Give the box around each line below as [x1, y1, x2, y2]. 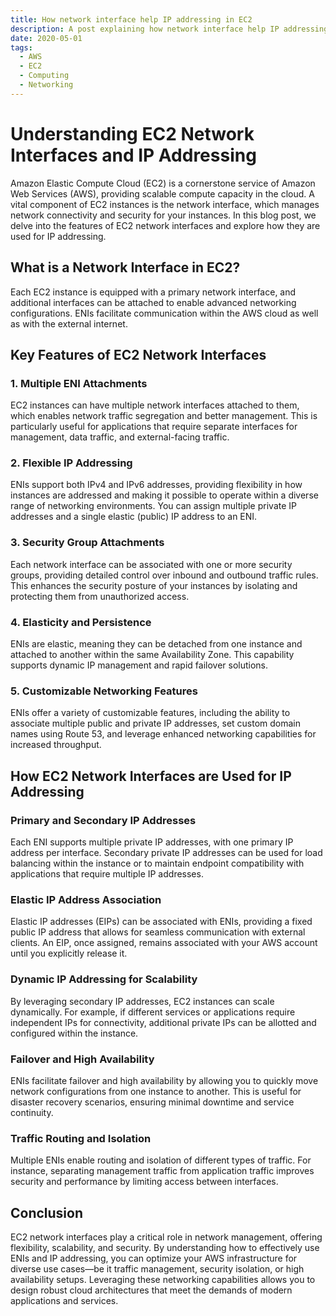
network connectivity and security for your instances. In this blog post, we [10, 209, 317, 221]
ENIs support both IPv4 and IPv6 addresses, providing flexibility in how [10, 479, 303, 491]
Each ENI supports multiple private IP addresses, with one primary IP [10, 836, 294, 848]
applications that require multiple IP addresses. [10, 868, 204, 880]
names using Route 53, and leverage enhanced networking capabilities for [10, 728, 317, 740]
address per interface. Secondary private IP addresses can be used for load [10, 847, 323, 859]
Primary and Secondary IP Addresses [10, 813, 197, 827]
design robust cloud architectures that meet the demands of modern [10, 1284, 293, 1296]
